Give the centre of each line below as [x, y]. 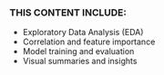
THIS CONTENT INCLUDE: [68, 13]
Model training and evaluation [78, 52]
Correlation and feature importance [89, 42]
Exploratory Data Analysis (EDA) [83, 33]
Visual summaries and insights [80, 61]
